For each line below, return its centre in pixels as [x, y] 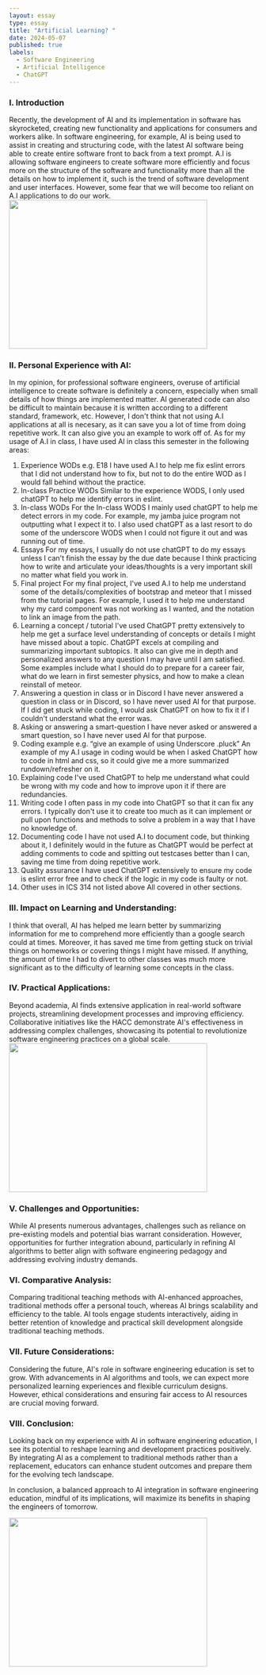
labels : [22, 52]
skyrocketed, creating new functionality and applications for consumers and [133, 128]
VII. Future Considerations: [62, 1352]
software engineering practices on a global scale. [90, 1039]
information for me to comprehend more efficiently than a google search [127, 933]
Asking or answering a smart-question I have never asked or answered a [139, 727]
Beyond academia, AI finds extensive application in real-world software [125, 1005]
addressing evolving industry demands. [73, 1260]
